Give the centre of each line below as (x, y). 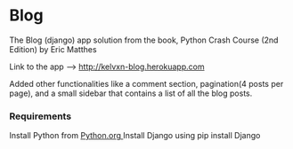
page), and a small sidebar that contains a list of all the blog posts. (131, 93)
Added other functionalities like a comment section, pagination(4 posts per (146, 83)
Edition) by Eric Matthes (53, 49)
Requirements (41, 116)
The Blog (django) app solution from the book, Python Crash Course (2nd (144, 40)
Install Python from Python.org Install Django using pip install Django (135, 136)
